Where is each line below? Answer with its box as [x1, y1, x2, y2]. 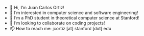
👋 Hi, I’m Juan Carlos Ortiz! [9, 5, 65, 10]
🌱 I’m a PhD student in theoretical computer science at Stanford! [9, 15, 140, 20]
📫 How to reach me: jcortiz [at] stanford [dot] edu [9, 26, 112, 31]
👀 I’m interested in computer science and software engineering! [9, 10, 138, 16]
